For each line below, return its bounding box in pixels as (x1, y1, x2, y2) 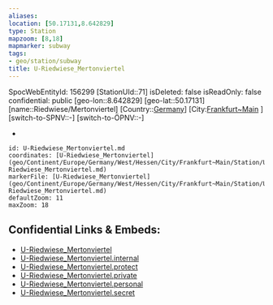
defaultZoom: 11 (8, 194, 63, 202)
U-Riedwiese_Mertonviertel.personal (19, 279, 144, 289)
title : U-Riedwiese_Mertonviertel (8, 65, 126, 73)
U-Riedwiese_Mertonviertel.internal (19, 253, 140, 263)
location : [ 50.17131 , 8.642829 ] (8, 19, 115, 28)
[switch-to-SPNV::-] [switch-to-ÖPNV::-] (8, 113, 145, 122)
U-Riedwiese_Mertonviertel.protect (19, 261, 138, 272)
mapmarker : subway (8, 42, 71, 50)
